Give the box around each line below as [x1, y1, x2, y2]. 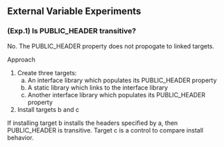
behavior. [7, 133, 34, 141]
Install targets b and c [17, 105, 80, 113]
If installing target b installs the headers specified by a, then [7, 119, 178, 127]
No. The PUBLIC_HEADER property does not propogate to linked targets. [7, 41, 215, 50]
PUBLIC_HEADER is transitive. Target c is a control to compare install [7, 126, 203, 134]
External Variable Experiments [7, 6, 141, 17]
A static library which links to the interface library [27, 83, 169, 92]
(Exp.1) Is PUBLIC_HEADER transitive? [7, 26, 137, 36]
